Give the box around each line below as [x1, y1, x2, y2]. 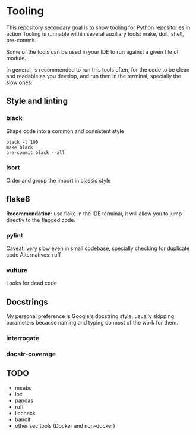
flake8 [6, 194, 31, 204]
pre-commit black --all [6, 149, 65, 156]
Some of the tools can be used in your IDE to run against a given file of [6, 48, 179, 55]
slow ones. [6, 79, 33, 86]
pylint [6, 231, 23, 239]
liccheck [14, 409, 36, 417]
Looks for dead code [6, 279, 58, 287]
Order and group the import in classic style [6, 177, 111, 184]
